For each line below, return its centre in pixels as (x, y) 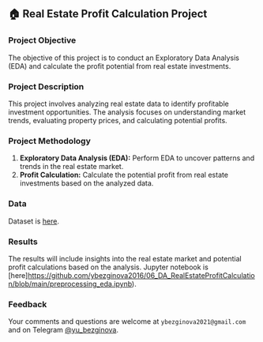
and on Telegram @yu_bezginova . (64, 330)
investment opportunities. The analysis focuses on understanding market (127, 112)
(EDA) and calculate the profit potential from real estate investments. (120, 66)
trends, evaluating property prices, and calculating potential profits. (118, 120)
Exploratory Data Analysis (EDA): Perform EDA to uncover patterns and (137, 158)
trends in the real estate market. (71, 167)
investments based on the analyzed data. (86, 183)
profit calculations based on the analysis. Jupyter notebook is (109, 267)
